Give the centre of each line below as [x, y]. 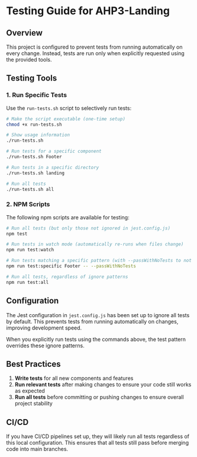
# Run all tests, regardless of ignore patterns [67, 277]
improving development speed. [44, 328]
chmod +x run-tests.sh [34, 124]
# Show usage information [38, 135]
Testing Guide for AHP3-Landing [88, 11]
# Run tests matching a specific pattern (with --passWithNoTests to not [99, 261]
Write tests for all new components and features [74, 378]
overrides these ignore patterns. [45, 346]
